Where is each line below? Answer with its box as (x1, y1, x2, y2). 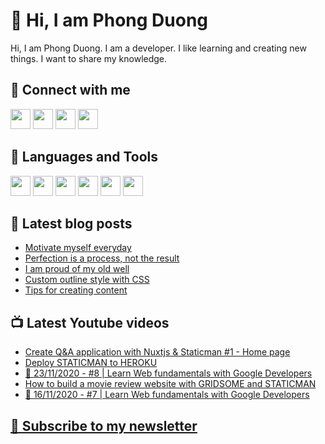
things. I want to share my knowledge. (10, 52, 168, 64)
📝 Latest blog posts (10, 215, 133, 232)
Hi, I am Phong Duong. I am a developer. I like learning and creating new (10, 42, 307, 54)
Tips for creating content (24, 284, 128, 296)
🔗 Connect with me (10, 82, 131, 99)
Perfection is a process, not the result (24, 252, 180, 264)
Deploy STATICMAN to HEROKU (24, 357, 158, 369)
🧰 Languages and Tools (10, 149, 159, 166)
